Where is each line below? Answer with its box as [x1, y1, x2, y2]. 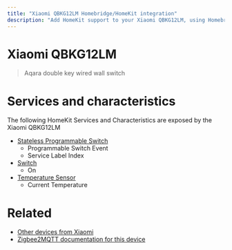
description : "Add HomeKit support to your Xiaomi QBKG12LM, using [7, 17, 206, 23]
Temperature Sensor [17, 173, 76, 182]
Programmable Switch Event [27, 144, 108, 153]
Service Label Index [27, 151, 84, 160]
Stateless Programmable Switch [17, 137, 108, 145]
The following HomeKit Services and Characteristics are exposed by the [7, 116, 213, 124]
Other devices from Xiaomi [17, 228, 94, 236]
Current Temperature [27, 181, 88, 189]
